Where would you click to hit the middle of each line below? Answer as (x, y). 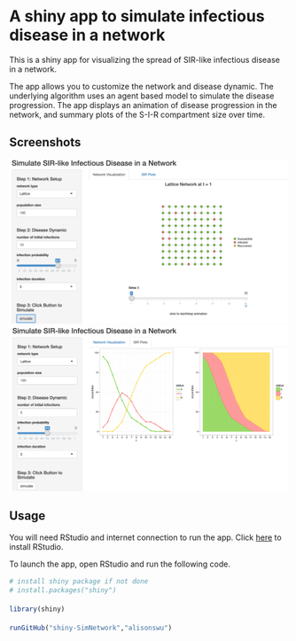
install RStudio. (36, 546)
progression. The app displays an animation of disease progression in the (143, 105)
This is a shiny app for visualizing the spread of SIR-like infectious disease (145, 59)
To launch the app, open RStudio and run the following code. (120, 564)
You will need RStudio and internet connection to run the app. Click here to (145, 537)
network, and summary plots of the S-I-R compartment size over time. (137, 114)
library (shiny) (37, 609)
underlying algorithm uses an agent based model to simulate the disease (142, 96)
